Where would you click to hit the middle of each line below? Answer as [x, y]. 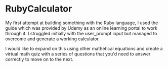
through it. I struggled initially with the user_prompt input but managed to [81, 33]
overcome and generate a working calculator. [53, 39]
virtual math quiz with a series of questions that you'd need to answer [78, 54]
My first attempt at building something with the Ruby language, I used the [82, 23]
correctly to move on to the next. [39, 59]
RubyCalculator [39, 9]
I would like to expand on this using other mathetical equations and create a [84, 48]
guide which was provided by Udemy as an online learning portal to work [81, 28]
